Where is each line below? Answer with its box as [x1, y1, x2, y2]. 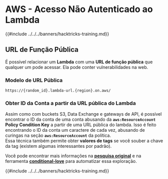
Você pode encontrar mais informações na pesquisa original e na [5, 153, 141, 159]
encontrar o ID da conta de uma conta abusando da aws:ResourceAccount [5, 117, 156, 123]
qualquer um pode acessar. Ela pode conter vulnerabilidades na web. [5, 64, 148, 70]
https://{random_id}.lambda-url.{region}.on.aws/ [5, 88, 111, 94]
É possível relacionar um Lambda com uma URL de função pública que [5, 59, 153, 65]
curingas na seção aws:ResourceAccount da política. [5, 132, 111, 139]
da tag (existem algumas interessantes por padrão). [5, 143, 112, 149]
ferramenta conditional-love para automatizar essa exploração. [5, 158, 137, 164]
